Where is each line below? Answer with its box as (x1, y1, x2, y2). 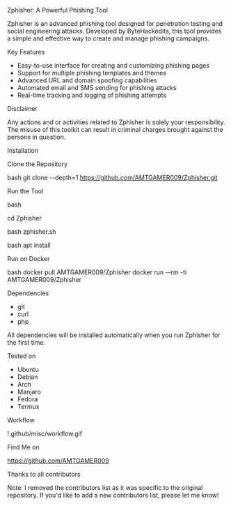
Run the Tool (7, 187, 44, 195)
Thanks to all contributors (7, 470, 81, 478)
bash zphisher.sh (7, 228, 57, 236)
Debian (17, 373, 38, 381)
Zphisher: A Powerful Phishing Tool (7, 6, 108, 14)
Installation (7, 147, 39, 154)
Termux (17, 403, 40, 410)
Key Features (7, 48, 45, 56)
